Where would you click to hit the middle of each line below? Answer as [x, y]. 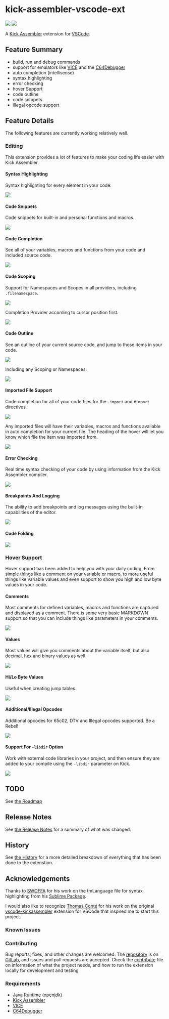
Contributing [21, 944]
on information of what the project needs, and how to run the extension [79, 965]
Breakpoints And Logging [33, 496]
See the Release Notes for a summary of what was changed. [68, 829]
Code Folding [19, 534]
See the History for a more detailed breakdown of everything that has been [83, 857]
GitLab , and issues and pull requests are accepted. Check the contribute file [84, 960]
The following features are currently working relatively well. [67, 133]
